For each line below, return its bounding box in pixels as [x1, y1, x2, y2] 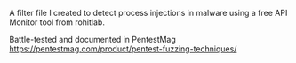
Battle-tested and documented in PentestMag [9, 35, 176, 44]
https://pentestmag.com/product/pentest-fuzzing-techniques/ [9, 43, 237, 54]
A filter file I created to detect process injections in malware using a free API [9, 8, 288, 18]
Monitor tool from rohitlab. [9, 17, 105, 28]
